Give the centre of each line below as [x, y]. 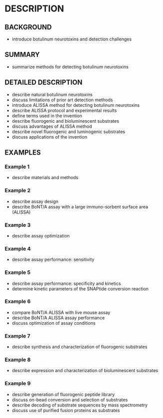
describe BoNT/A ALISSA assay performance [58, 318]
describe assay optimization [41, 235]
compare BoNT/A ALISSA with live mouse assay [61, 312]
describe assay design [35, 201]
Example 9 [18, 384]
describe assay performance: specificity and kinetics [66, 283]
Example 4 [18, 248]
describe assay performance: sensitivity [53, 259]
